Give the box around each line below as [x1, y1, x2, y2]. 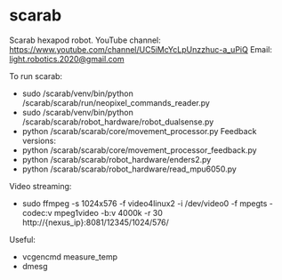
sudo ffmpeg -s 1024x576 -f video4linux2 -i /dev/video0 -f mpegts [21, 197, 268, 209]
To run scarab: [9, 70, 63, 81]
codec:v [21, 207, 52, 218]
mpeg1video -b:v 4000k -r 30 [53, 207, 163, 218]
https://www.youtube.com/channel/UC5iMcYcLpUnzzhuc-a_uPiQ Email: [9, 44, 273, 54]
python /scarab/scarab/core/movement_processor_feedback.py [21, 144, 257, 156]
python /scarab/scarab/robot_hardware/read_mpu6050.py [21, 164, 238, 174]
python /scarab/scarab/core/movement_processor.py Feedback [21, 125, 257, 136]
